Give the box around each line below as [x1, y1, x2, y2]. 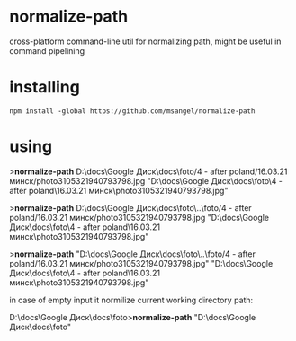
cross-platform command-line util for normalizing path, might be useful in [9, 36, 282, 47]
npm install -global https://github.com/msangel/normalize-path [9, 106, 256, 116]
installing [9, 77, 81, 98]
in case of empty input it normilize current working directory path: [9, 294, 254, 305]
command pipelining [9, 45, 85, 56]
